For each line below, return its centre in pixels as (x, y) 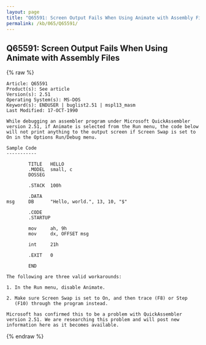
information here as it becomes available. (63, 325)
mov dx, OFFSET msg (59, 234)
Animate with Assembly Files (63, 58)
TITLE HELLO (46, 164)
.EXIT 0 (41, 256)
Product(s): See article (38, 89)
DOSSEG (37, 175)
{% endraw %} (25, 336)
